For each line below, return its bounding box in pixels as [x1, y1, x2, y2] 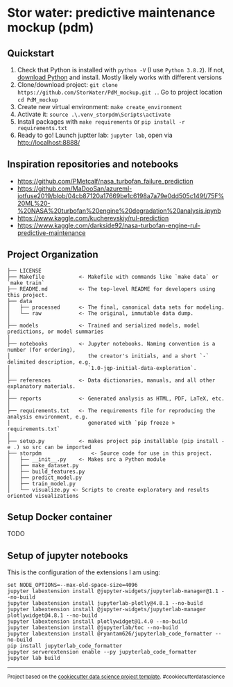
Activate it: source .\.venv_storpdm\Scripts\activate [17, 110, 171, 118]
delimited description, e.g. [7, 358, 92, 366]
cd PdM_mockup [17, 97, 58, 104]
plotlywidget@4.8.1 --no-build [7, 612, 98, 620]
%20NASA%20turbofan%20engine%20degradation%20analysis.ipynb [17, 207, 222, 215]
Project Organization [7, 249, 98, 261]
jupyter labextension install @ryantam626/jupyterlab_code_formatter [7, 631, 213, 638]
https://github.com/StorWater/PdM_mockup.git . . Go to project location [17, 88, 223, 96]
